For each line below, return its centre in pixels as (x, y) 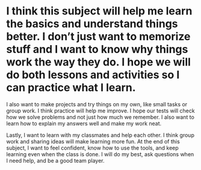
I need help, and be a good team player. (55, 160)
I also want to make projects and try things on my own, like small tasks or (97, 104)
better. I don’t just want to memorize (98, 37)
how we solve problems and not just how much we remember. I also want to (100, 117)
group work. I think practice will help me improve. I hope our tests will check (100, 111)
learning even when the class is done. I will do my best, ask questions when (100, 154)
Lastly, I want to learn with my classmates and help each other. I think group (100, 135)
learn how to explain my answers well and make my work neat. (84, 123)
